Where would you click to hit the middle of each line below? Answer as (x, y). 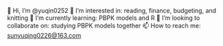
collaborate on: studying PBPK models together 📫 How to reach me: (104, 25)
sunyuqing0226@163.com (44, 35)
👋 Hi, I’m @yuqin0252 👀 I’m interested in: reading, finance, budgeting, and (112, 11)
